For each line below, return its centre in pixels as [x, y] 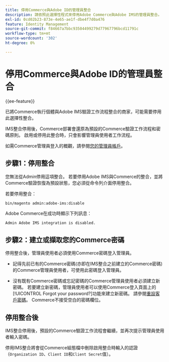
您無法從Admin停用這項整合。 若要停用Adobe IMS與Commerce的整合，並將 [84, 176]
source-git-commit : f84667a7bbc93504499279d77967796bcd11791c [72, 29]
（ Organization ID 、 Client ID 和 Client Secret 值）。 [59, 354]
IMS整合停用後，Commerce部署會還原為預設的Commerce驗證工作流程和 [81, 129]
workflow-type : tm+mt [28, 33]
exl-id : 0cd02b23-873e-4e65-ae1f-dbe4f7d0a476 [55, 19]
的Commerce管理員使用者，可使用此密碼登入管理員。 [68, 270]
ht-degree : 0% [20, 43]
